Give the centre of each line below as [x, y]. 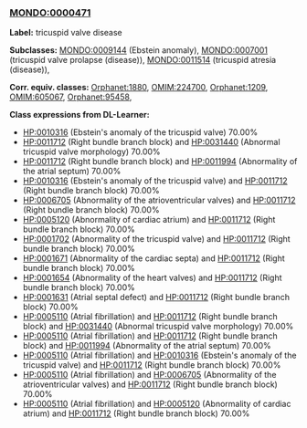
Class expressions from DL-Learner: [79, 115]
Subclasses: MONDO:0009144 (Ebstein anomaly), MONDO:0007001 [138, 50]
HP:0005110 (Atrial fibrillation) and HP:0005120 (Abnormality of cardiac [157, 404]
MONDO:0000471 [50, 13]
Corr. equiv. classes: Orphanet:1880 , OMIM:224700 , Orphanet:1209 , [139, 88]
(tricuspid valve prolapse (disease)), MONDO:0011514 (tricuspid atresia [143, 60]
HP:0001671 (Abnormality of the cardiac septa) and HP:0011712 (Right [153, 258]
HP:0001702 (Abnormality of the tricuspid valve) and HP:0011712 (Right [156, 239]
